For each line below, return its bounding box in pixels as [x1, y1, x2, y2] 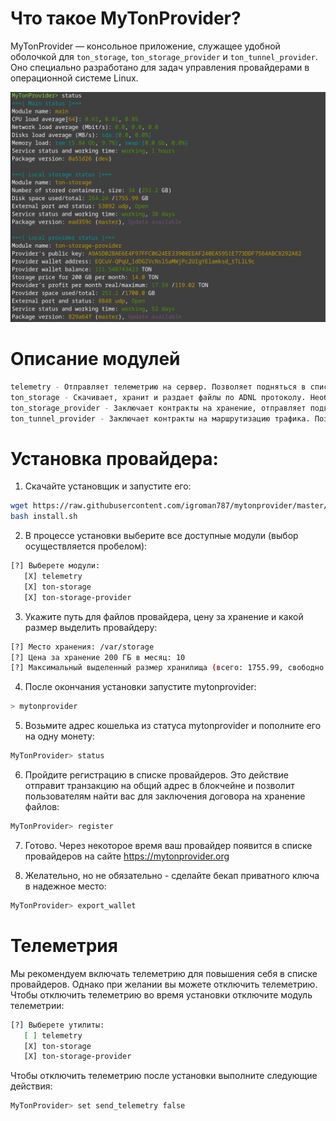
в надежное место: [24, 880, 107, 892]
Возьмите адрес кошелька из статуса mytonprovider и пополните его [24, 720, 322, 732]
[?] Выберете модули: [10, 561, 101, 571]
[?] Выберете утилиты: [10, 1020, 105, 1030]
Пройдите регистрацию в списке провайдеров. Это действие [24, 769, 289, 781]
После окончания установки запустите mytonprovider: [24, 681, 257, 693]
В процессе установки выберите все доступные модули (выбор [24, 530, 299, 542]
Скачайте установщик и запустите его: [24, 480, 192, 492]
